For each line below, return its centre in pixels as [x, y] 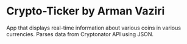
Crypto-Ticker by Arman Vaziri [86, 11]
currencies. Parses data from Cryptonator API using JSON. [80, 34]
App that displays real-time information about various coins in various [94, 28]
